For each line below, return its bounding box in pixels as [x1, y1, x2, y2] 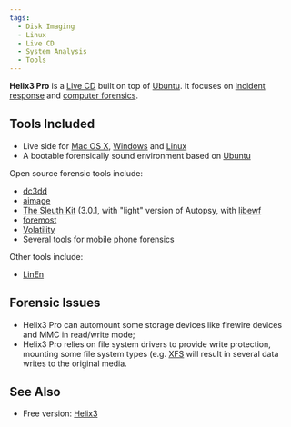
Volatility [22, 223, 55, 234]
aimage [22, 194, 51, 205]
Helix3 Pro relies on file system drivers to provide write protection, [22, 338, 271, 350]
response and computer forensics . [9, 90, 139, 101]
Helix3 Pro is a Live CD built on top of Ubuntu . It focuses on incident [9, 81, 266, 91]
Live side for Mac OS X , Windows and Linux [22, 140, 187, 151]
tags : [9, 13, 30, 23]
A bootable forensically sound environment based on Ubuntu [22, 150, 252, 161]
